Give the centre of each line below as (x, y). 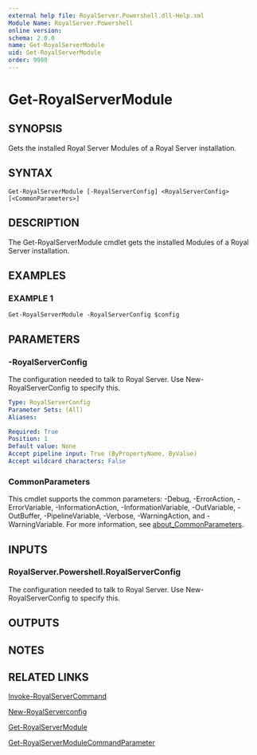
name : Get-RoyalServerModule (56, 45)
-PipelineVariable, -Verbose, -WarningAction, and (124, 516)
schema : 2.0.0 (32, 38)
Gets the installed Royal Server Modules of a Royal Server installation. (123, 147)
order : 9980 (28, 61)
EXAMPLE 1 (31, 298)
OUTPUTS (34, 623)
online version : (35, 30)
